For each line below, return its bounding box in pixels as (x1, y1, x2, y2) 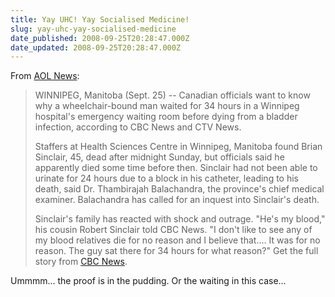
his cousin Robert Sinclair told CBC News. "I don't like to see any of (34, 224, 313, 236)
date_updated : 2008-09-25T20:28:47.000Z (10, 42, 182, 53)
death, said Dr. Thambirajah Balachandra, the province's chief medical (34, 183, 325, 195)
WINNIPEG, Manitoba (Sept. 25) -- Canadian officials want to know (34, 89, 311, 101)
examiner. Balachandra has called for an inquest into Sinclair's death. (34, 194, 320, 206)
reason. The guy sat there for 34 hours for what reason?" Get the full (34, 245, 319, 257)
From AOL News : (10, 70, 80, 82)
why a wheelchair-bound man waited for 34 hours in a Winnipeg (34, 100, 300, 112)
